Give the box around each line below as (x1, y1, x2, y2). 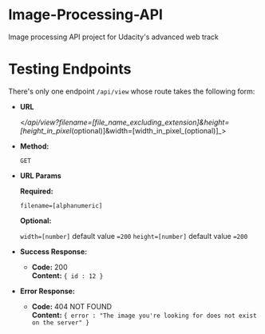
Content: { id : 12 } (31, 270, 104, 280)
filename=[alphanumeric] (19, 201, 103, 209)
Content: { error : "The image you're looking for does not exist (31, 310, 257, 320)
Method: (19, 141, 49, 151)
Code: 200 (31, 262, 68, 272)
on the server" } (31, 318, 90, 327)
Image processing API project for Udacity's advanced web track (8, 32, 220, 42)
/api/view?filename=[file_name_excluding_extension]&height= (25, 117, 230, 127)
